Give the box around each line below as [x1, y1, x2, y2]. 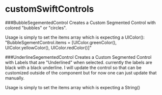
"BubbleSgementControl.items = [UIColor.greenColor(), [5, 39, 117, 45]
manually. [5, 75, 25, 81]
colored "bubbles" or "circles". [5, 24, 67, 30]
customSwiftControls [5, 3, 94, 15]
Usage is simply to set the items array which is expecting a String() [5, 84, 140, 90]
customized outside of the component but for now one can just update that [5, 70, 157, 75]
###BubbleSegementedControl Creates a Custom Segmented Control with [5, 20, 156, 25]
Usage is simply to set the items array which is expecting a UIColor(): [5, 34, 145, 40]
